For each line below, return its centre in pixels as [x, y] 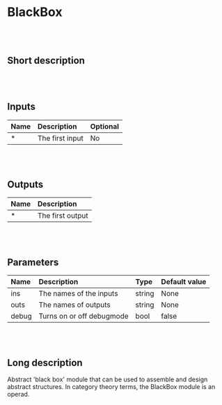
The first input [60, 138]
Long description [45, 363]
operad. [18, 394]
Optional [105, 126]
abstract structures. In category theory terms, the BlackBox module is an [111, 387]
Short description [46, 61]
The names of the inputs [78, 294]
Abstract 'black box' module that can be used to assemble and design [108, 379]
